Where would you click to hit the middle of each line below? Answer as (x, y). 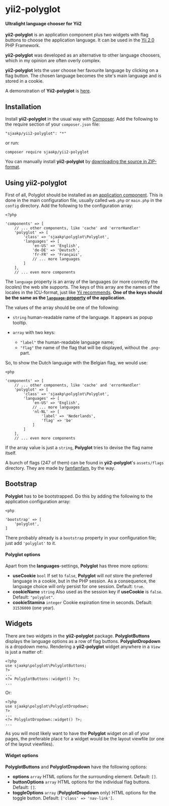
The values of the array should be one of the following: (62, 308)
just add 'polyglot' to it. (31, 543)
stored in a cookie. (24, 81)
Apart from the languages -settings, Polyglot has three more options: (77, 566)
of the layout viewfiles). (30, 744)
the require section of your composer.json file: (52, 124)
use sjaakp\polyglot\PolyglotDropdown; (47, 706)
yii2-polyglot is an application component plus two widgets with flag (77, 35)
